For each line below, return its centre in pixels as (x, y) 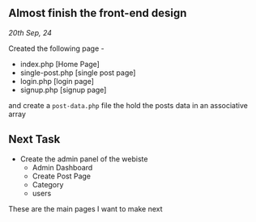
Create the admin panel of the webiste (84, 159)
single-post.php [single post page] (78, 73)
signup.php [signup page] (63, 90)
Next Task (34, 139)
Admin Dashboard (62, 167)
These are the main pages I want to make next (86, 208)
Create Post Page (62, 176)
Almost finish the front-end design (98, 13)
